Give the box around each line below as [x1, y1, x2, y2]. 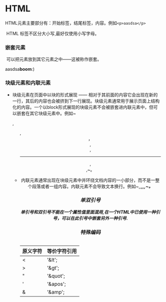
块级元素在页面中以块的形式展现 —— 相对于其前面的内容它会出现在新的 [12, 92, 158, 98]
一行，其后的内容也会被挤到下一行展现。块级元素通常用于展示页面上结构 [12, 98, 160, 104]
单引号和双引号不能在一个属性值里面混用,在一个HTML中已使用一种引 [20, 209, 161, 215]
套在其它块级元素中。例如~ [21, 110, 77, 116]
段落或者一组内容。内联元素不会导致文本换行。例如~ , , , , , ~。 [32, 183, 153, 189]
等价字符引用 [46, 248, 77, 255]
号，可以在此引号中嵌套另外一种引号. [52, 215, 128, 221]
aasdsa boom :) [5, 66, 35, 72]
